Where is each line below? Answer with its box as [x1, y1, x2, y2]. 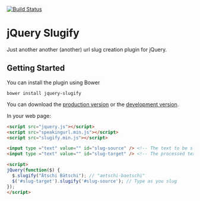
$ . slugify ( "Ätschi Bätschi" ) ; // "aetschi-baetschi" [12, 173, 145, 178]
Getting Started [7, 63, 65, 74]
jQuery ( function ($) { [7, 167, 61, 173]
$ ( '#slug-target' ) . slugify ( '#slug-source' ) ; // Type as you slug [12, 178, 177, 184]
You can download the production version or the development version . [7, 101, 179, 108]
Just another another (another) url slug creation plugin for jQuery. [7, 46, 167, 53]
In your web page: [7, 112, 51, 119]
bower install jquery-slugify [7, 90, 82, 96]
